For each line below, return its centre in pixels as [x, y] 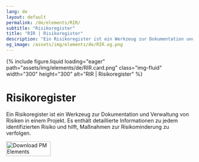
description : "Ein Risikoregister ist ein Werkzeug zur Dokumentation [95, 39]
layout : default [26, 17]
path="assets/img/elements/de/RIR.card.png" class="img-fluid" [84, 67]
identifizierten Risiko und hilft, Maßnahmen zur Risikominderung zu [88, 127]
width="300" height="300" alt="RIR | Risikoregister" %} [75, 74]
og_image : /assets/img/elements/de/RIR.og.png [65, 45]
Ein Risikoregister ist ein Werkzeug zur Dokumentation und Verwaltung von [98, 114]
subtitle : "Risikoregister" [41, 28]
